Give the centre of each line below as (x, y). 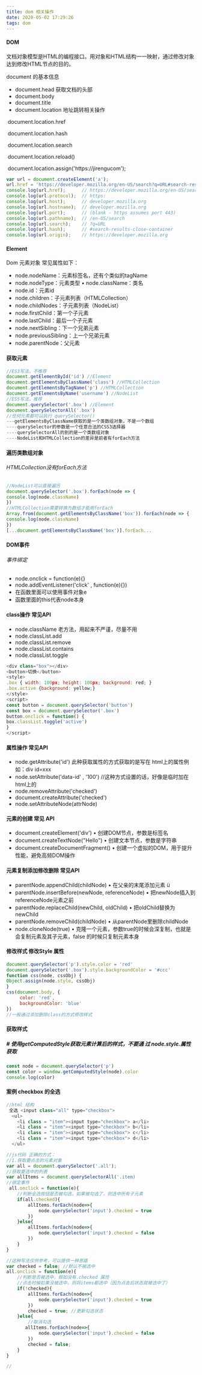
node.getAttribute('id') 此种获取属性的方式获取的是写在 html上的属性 (99, 762)
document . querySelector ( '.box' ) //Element (60, 404)
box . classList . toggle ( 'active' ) (47, 722)
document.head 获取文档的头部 (54, 89)
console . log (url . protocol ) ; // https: (56, 196)
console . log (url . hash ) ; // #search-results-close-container (90, 230)
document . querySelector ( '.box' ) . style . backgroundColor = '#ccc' (88, 970)
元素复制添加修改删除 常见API (43, 870)
